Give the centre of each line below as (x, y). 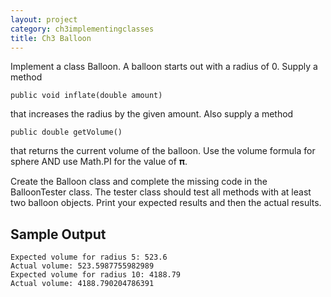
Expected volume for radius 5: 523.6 (89, 257)
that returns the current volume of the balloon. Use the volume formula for (163, 151)
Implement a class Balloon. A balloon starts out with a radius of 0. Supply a (164, 67)
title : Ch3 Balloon (51, 38)
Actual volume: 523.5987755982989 (82, 266)
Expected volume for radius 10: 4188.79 (96, 275)
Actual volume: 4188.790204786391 (82, 284)
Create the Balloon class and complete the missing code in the (139, 182)
